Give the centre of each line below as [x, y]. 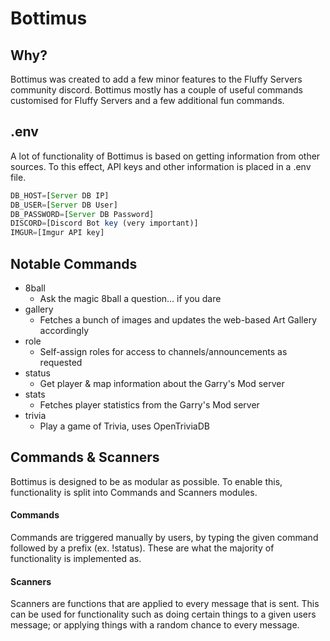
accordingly [64, 330]
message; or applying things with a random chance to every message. [155, 625]
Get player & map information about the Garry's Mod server [162, 383]
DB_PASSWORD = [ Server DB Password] [82, 214]
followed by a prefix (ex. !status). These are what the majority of [142, 548]
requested [61, 362]
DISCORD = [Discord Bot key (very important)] [104, 223]
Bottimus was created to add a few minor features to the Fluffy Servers [156, 79]
